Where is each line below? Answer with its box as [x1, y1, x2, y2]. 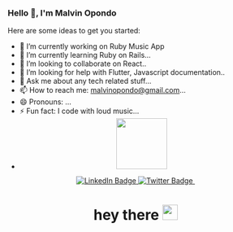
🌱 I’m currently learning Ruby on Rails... [19, 50, 151, 60]
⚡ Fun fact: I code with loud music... [19, 106, 140, 116]
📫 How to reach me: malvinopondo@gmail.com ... [19, 85, 186, 95]
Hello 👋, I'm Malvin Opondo [7, 7, 117, 19]
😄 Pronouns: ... [19, 97, 72, 107]
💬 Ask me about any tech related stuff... [19, 77, 152, 86]
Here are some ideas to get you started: [7, 26, 141, 36]
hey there [93, 206, 160, 225]
